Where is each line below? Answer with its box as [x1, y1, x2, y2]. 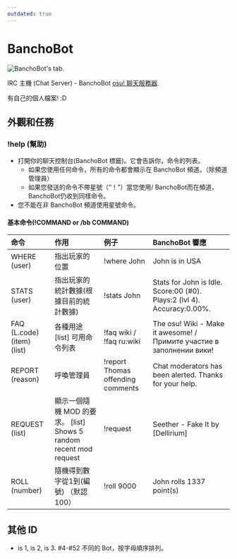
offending [103, 375, 136, 385]
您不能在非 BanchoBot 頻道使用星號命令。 [17, 200, 140, 209]
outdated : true [7, 10, 52, 18]
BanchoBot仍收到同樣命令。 [28, 192, 110, 200]
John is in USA [152, 256, 202, 266]
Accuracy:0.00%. [152, 304, 212, 314]
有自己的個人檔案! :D [7, 93, 67, 102]
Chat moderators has [152, 361, 223, 371]
